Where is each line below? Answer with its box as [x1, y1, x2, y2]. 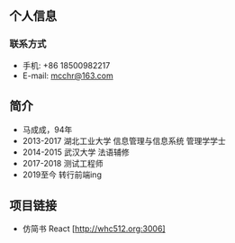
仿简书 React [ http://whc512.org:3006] [22, 223, 166, 234]
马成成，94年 [22, 124, 73, 135]
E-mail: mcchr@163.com [22, 70, 114, 81]
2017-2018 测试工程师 [22, 157, 104, 168]
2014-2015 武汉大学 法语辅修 [22, 147, 131, 157]
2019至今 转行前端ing [22, 169, 102, 180]
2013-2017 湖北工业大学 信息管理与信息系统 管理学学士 [22, 135, 227, 146]
